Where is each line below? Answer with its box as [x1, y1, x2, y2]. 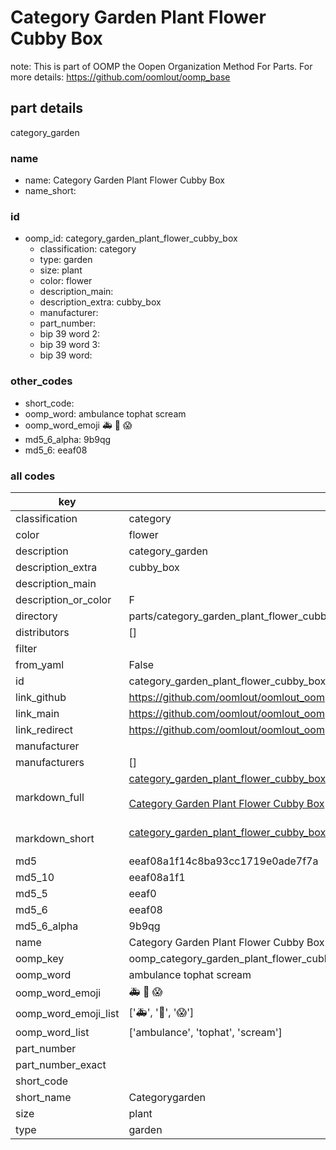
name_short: [24, 185, 77, 197]
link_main [15, 706, 60, 720]
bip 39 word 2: [39, 328, 101, 340]
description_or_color [15, 592, 112, 606]
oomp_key [15, 951, 65, 965]
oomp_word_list [15, 1025, 90, 1039]
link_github [15, 690, 67, 704]
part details [10, 100, 84, 117]
